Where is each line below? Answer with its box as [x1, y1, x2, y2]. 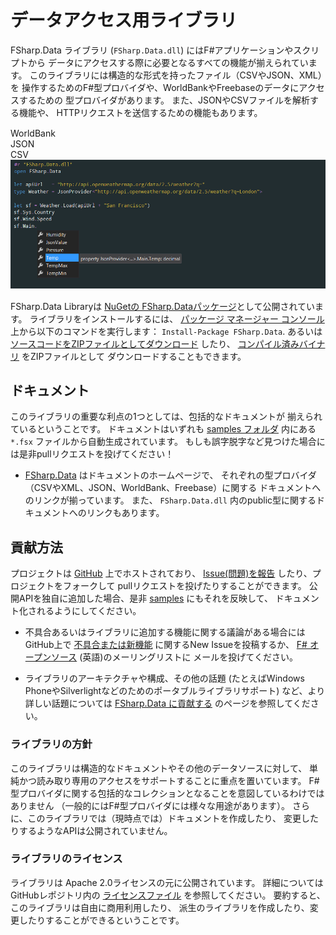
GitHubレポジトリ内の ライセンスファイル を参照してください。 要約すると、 [10, 889, 326, 901]
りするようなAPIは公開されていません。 [10, 824, 173, 836]
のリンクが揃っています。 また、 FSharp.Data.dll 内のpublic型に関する [24, 494, 317, 506]
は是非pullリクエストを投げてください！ [10, 448, 175, 460]
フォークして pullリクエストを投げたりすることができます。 [62, 580, 307, 592]
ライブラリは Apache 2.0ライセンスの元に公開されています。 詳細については [10, 876, 324, 888]
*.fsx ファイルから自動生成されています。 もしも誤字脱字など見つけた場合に [10, 436, 326, 448]
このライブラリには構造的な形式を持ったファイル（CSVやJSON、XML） [29, 69, 323, 81]
